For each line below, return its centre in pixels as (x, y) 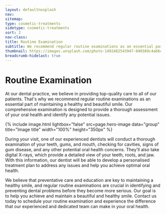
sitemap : (14, 19)
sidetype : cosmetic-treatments (37, 28)
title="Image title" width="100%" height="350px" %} (59, 129)
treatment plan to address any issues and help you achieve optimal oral (78, 166)
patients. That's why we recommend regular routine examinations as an (78, 99)
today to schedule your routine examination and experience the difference (81, 201)
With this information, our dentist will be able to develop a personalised (77, 160)
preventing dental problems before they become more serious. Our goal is (81, 191)
